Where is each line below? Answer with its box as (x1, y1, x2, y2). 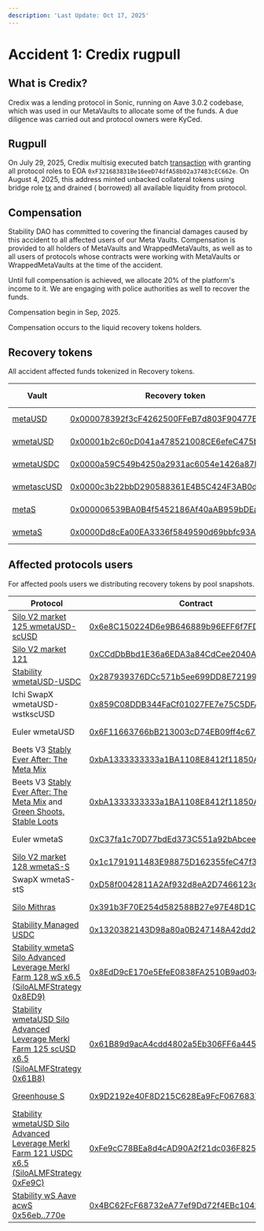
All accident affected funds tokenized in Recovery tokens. (8, 367, 195, 376)
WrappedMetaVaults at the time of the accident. (8, 261, 163, 270)
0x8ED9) (12, 991, 46, 1002)
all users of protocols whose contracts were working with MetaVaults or (8, 252, 241, 261)
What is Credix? (8, 76, 88, 91)
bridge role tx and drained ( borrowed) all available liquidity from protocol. (8, 183, 247, 193)
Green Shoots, (12, 806, 65, 817)
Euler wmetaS (12, 833, 64, 844)
